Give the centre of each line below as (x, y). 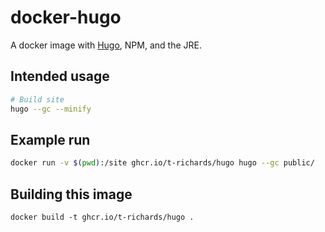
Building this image (71, 194)
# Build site (37, 99)
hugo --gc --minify (51, 109)
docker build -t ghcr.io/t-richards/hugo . (102, 217)
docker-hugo (66, 17)
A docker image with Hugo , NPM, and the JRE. (106, 45)
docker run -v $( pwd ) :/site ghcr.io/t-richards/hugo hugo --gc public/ (162, 163)
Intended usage (60, 76)
